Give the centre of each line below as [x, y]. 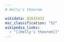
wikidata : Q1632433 [25, 18]
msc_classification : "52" [31, 23]
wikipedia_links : [23, 27]
